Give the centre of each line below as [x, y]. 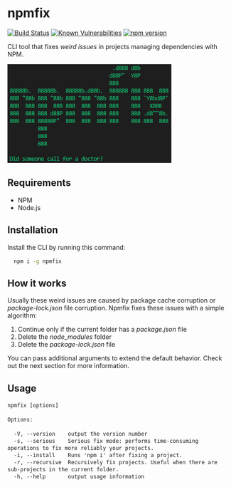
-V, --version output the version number [81, 434]
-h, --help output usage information [79, 477]
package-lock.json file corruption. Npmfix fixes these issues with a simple [116, 308]
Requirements [39, 183]
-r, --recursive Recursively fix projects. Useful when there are [116, 463]
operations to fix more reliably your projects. [81, 449]
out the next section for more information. [69, 366]
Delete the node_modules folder [65, 337]
